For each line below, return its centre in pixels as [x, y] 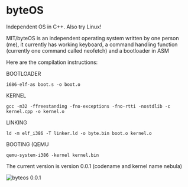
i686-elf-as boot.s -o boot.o [43, 84]
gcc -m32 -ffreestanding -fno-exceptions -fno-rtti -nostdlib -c [88, 106]
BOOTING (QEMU [27, 144]
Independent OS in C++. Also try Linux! [54, 27]
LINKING [17, 122]
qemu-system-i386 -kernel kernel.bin [53, 155]
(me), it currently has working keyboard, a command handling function [92, 44]
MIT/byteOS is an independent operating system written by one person [93, 38]
